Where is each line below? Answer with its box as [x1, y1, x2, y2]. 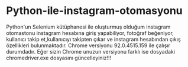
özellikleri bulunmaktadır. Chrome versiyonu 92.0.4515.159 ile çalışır [6, 42, 170, 49]
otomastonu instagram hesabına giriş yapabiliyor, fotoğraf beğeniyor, [6, 29, 174, 36]
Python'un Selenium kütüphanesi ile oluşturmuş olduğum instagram [6, 23, 171, 30]
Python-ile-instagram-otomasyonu [6, 4, 183, 17]
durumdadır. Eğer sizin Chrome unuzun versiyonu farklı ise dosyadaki [6, 48, 176, 55]
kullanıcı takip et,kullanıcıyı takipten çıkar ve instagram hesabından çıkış [6, 36, 181, 43]
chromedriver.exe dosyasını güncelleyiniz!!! [6, 54, 112, 61]
